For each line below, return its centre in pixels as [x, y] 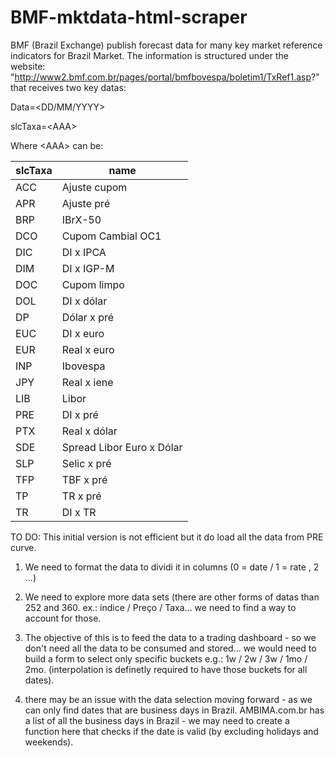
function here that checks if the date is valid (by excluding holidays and [171, 731]
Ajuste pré [86, 203]
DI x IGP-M [88, 268]
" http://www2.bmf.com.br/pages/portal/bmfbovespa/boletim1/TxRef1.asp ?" [165, 77]
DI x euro [83, 333]
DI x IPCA [84, 252]
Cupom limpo [93, 284]
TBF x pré [84, 479]
